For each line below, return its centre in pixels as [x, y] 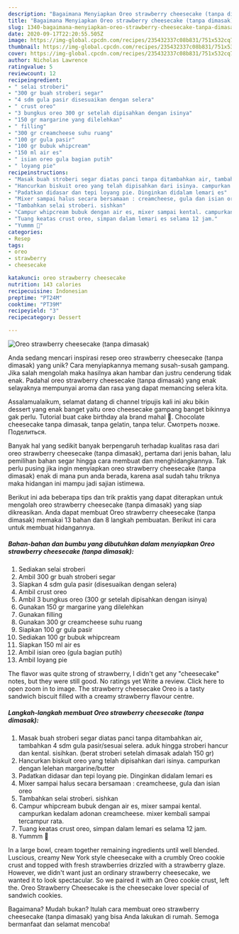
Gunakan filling [40, 614]
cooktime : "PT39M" [35, 304]
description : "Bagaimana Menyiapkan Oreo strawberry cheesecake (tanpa [116, 14]
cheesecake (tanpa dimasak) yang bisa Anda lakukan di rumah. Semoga [113, 916]
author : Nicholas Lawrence [48, 60]
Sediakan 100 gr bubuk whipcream [69, 637]
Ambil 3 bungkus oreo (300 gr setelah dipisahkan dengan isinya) [113, 599]
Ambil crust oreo [43, 591]
